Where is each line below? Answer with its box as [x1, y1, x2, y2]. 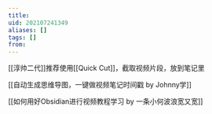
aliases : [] [8, 26, 47, 34]
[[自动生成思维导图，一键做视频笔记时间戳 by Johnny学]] [8, 80, 192, 90]
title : [8, 11, 30, 20]
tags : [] [8, 33, 37, 42]
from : [8, 41, 26, 49]
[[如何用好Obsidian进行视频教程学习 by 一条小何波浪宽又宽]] [8, 97, 203, 106]
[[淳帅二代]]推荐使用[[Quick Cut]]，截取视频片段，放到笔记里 [8, 64, 205, 73]
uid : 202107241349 [8, 19, 68, 27]
